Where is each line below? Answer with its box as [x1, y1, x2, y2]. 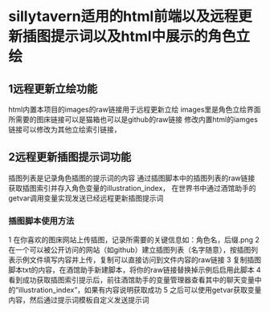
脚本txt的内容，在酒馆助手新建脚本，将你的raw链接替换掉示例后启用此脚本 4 [8, 265, 261, 275]
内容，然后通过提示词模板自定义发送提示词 [8, 295, 149, 305]
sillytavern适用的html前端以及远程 [8, 7, 239, 26]
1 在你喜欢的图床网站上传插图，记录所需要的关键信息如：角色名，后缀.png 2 [8, 235, 260, 245]
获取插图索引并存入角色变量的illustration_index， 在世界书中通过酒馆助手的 [8, 183, 256, 192]
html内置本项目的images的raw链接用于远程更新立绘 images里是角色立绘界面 [8, 105, 261, 114]
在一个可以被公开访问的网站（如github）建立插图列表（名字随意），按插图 [8, 245, 252, 255]
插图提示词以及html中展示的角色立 [22, 27, 251, 46]
